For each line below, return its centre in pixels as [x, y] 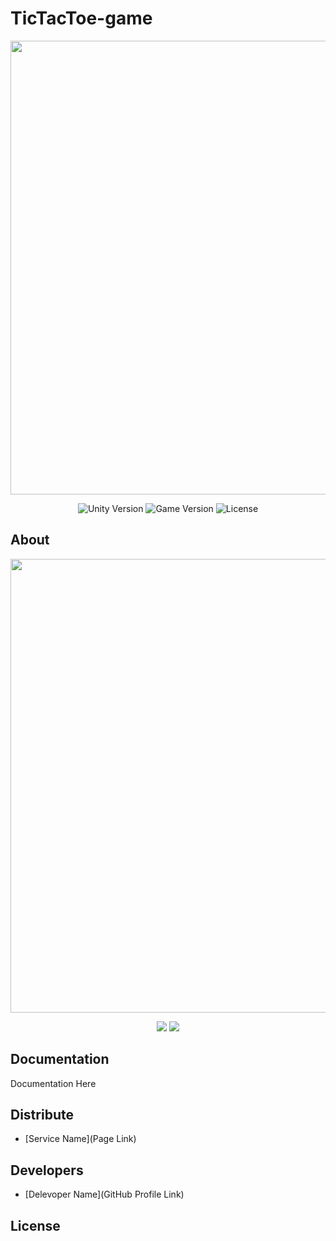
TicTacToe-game [81, 18]
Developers [47, 1170]
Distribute [42, 1114]
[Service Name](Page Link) [80, 1139]
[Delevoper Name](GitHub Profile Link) [104, 1194]
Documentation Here [53, 1083]
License [35, 1225]
